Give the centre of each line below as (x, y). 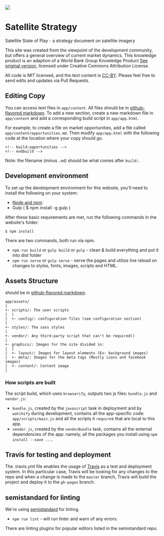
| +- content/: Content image (37, 366)
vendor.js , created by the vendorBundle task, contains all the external (82, 429)
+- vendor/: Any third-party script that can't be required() (70, 336)
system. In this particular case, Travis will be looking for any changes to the (81, 472)
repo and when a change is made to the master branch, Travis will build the (81, 477)
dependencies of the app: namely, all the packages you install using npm (85, 434)
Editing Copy (25, 96)
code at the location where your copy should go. (54, 138)
